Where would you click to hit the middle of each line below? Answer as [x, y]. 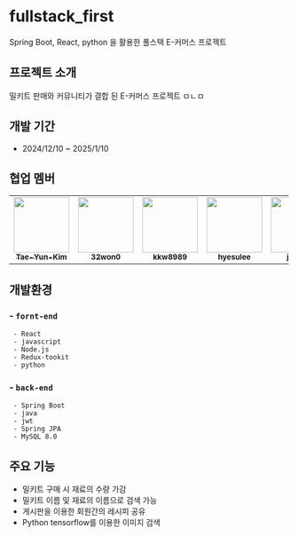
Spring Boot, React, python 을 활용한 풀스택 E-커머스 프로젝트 [118, 42]
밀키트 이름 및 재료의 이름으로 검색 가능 [90, 501]
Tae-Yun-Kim [42, 257]
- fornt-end [33, 315]
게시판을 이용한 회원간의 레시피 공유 [84, 511]
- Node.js [31, 350]
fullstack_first [62, 16]
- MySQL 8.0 [35, 437]
